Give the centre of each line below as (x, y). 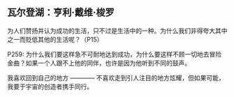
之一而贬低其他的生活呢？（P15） (55, 39)
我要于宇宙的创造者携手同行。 (50, 87)
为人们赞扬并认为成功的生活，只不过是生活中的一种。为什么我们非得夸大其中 (117, 31)
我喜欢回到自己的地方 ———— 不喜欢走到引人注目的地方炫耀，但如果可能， (116, 77)
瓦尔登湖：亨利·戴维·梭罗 (61, 13)
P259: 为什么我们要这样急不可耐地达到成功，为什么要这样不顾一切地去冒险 (115, 54)
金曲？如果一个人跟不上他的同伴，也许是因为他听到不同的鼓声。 (99, 63)
